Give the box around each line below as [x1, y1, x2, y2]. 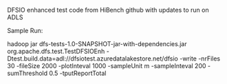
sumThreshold [7, 69, 48, 77]
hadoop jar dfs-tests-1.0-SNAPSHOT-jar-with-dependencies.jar [7, 40, 187, 48]
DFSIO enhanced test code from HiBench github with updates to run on [7, 6, 209, 14]
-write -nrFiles [180, 54, 221, 63]
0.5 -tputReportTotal [49, 69, 107, 77]
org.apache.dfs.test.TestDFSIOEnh [7, 48, 105, 55]
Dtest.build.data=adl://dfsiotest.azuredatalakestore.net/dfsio [7, 54, 179, 63]
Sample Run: [7, 27, 43, 34]
